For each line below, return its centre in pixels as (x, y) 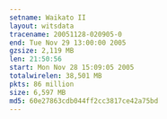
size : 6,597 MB (38, 92)
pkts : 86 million (42, 84)
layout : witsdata (42, 26)
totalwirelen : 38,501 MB (56, 76)
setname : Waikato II (48, 17)
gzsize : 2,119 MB (42, 51)
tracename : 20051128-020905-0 (66, 34)
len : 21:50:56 (36, 59)
